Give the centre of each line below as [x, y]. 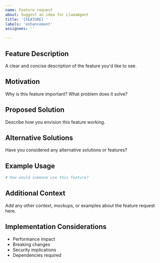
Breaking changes [31, 244]
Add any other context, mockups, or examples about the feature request [80, 205]
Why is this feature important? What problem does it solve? [66, 94]
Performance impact [34, 239]
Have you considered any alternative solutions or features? [66, 150]
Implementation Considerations [56, 227]
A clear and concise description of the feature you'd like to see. [71, 66]
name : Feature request [29, 10]
